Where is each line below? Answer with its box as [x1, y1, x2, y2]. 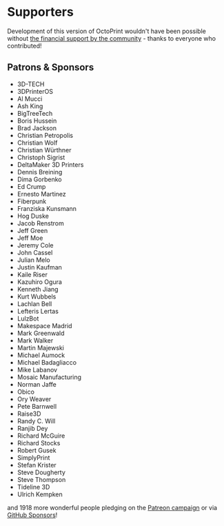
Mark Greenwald [17, 329, 65, 337]
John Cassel [17, 248, 53, 256]
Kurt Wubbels [17, 292, 57, 301]
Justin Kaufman [17, 263, 62, 271]
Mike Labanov [17, 365, 57, 374]
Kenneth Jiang [17, 285, 59, 293]
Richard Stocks [17, 438, 61, 447]
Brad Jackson [17, 123, 57, 132]
